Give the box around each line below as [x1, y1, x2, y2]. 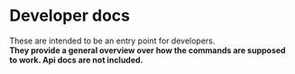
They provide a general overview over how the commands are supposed [9, 44, 286, 55]
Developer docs [9, 5, 131, 26]
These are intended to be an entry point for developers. [9, 35, 216, 46]
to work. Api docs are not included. [9, 54, 143, 65]
